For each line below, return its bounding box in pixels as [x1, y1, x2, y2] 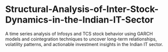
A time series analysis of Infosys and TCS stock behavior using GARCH [5, 30, 153, 36]
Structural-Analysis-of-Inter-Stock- [5, 3, 159, 15]
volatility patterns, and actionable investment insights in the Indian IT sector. [5, 41, 163, 47]
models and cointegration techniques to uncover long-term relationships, [5, 36, 157, 42]
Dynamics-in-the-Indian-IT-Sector [5, 14, 154, 25]
